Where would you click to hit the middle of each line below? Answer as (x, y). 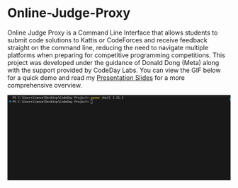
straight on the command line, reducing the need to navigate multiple (108, 47)
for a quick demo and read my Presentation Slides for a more (96, 77)
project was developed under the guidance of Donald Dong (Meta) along (113, 62)
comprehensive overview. (45, 85)
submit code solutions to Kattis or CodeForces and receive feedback (107, 40)
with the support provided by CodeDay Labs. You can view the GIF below (114, 70)
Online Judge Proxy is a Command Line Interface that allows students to (113, 33)
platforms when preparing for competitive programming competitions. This (116, 55)
